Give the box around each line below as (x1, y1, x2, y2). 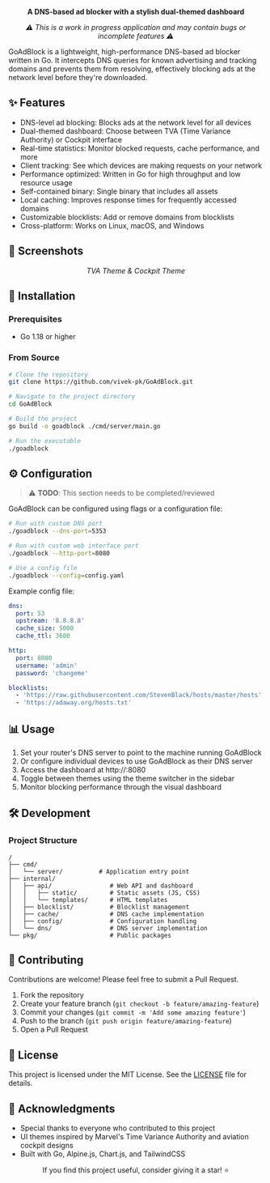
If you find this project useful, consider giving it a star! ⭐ (42, 1165, 230, 1175)
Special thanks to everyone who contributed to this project (19, 1123, 216, 1133)
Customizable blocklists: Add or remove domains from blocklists (19, 212, 234, 222)
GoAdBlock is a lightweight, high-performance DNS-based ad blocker (8, 47, 241, 56)
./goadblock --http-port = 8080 (8, 550, 111, 558)
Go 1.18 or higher (19, 332, 76, 342)
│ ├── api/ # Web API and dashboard (8, 882, 194, 890)
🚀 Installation (8, 289, 76, 303)
